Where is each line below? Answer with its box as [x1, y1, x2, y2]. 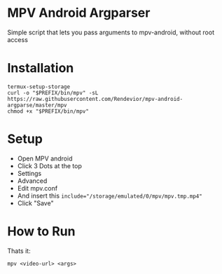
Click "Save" [17, 198, 54, 207]
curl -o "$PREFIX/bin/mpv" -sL [7, 89, 99, 96]
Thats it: [7, 247, 31, 255]
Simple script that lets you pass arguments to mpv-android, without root [7, 28, 215, 36]
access [7, 35, 28, 43]
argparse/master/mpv [7, 102, 68, 109]
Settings [17, 169, 42, 177]
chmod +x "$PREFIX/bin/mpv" [7, 107, 90, 115]
